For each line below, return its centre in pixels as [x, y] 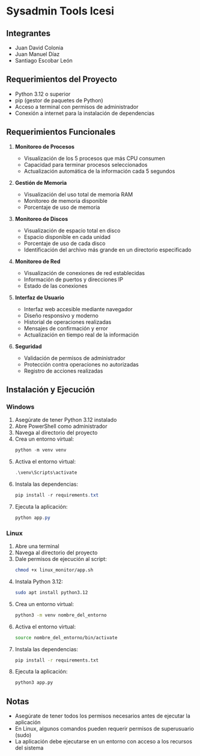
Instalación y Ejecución [50, 390]
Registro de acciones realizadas [63, 371]
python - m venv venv [41, 450]
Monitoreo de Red [38, 261]
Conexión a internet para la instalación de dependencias [85, 113]
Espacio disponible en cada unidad [67, 237]
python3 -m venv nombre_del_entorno [61, 615]
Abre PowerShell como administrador [61, 426]
